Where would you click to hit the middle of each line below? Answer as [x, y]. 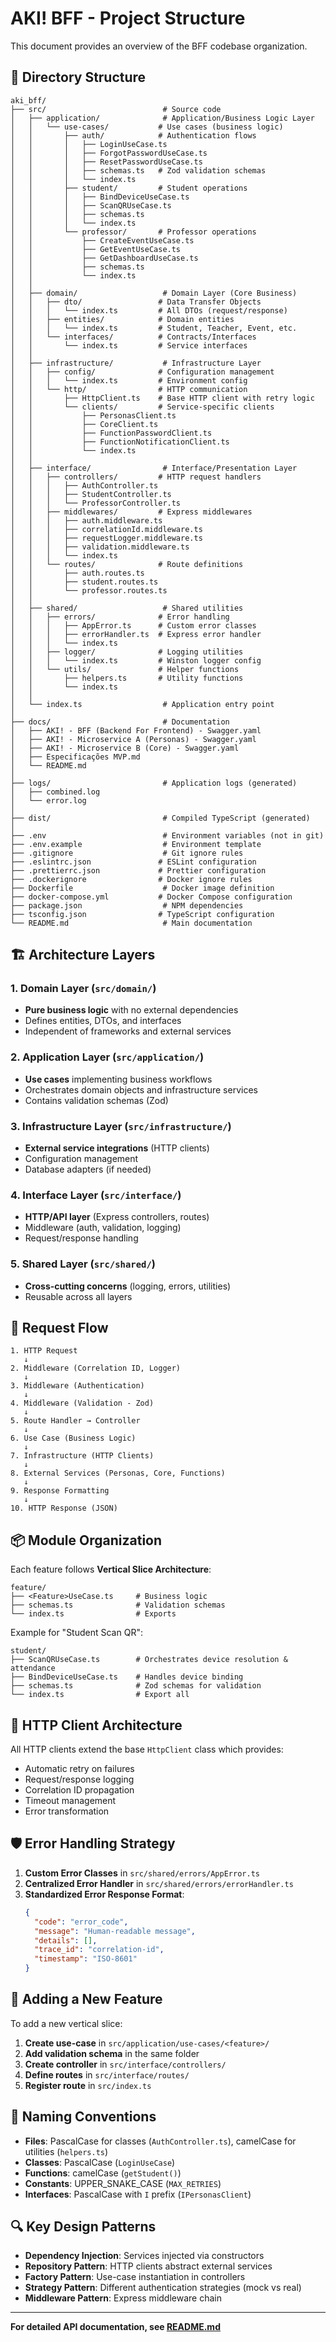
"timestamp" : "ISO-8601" [86, 1959]
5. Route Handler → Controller [75, 1421]
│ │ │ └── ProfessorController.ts [96, 503]
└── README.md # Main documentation [131, 923]
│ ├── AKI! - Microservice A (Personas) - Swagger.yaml [133, 739]
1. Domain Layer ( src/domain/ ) [83, 989]
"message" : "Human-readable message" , [115, 1931]
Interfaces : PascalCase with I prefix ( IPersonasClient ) [138, 2194]
